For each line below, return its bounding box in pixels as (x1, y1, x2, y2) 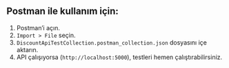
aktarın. (16, 45, 39, 54)
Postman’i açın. (16, 23, 60, 32)
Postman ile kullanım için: (6, 5, 119, 17)
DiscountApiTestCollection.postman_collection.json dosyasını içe (16, 38, 208, 47)
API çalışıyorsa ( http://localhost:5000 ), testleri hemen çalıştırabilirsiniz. (16, 53, 223, 61)
